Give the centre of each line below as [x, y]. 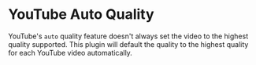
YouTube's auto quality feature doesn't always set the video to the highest [128, 36]
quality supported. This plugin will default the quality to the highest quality [128, 44]
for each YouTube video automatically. [70, 52]
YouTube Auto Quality [82, 14]
